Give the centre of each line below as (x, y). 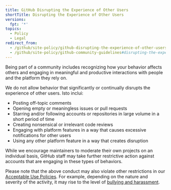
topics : (13, 29)
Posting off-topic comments (42, 103)
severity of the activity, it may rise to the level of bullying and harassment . (83, 182)
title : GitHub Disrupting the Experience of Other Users (67, 10)
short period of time (34, 119)
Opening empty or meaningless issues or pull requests (70, 108)
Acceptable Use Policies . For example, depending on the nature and (77, 176)
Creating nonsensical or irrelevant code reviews (63, 124)
